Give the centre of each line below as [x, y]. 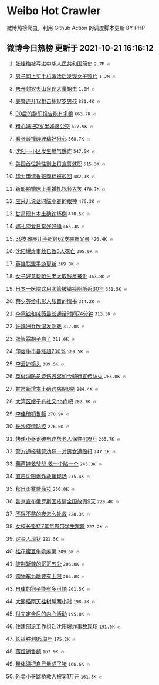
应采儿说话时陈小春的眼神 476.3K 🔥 [57, 201]
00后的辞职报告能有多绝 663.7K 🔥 [56, 114]
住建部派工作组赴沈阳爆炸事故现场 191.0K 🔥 [68, 626]
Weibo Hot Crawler [54, 11]
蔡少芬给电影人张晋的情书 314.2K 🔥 [57, 301]
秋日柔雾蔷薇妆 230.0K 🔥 [45, 488]
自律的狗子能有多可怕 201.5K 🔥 [53, 588]
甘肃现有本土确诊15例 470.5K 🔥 [53, 214]
